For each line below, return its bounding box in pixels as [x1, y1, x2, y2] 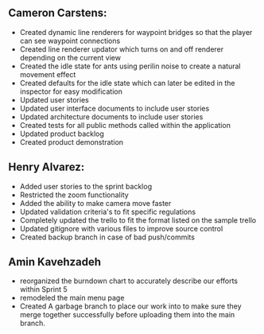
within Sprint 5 [19, 285, 68, 294]
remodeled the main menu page [19, 293, 125, 303]
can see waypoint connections [19, 36, 121, 45]
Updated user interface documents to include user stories [19, 103, 210, 113]
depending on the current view [19, 52, 122, 62]
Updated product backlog [19, 129, 105, 138]
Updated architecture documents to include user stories [19, 111, 204, 122]
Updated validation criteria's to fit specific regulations [19, 207, 196, 216]
